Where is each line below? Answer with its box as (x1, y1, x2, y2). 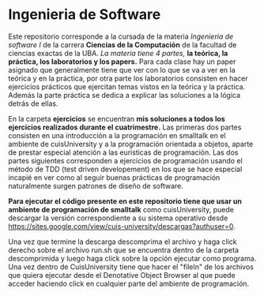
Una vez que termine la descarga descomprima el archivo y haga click (8, 237, 237, 246)
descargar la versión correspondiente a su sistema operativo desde (8, 213, 228, 223)
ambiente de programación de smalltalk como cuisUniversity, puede (8, 204, 235, 214)
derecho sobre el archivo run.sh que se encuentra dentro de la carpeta (8, 245, 239, 254)
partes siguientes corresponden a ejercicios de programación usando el (8, 155, 243, 165)
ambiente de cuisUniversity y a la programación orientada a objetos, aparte (8, 139, 254, 148)
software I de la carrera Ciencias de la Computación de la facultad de (8, 39, 237, 49)
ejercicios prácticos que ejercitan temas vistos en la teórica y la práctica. (8, 81, 246, 92)
